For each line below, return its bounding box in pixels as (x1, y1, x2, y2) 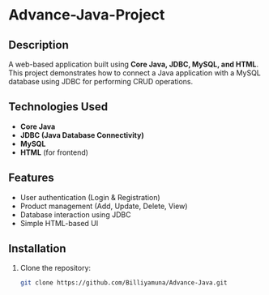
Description (8, 38, 69, 52)
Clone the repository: (19, 263, 92, 273)
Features (8, 171, 54, 185)
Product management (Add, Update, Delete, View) (19, 201, 188, 211)
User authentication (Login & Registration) (19, 192, 160, 202)
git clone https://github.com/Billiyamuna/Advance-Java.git (19, 279, 228, 287)
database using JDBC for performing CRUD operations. (8, 77, 193, 86)
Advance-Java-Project (8, 6, 165, 24)
